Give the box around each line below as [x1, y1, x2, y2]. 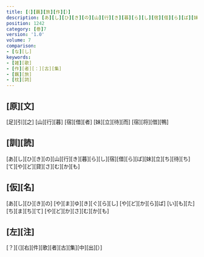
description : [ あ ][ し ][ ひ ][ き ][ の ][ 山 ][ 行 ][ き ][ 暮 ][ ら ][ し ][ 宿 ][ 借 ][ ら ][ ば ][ [6, 15, 194, 21]
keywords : [6, 54, 32, 60]
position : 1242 [6, 20, 45, 26]
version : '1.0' [6, 32, 45, 38]
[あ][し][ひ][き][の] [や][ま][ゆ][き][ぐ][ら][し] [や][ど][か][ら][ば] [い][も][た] [6, 199, 195, 207]
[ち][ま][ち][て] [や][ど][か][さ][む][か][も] [6, 207, 109, 214]
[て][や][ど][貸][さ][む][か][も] [6, 163, 80, 170]
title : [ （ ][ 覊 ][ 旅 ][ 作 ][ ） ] [6, 9, 71, 15]
